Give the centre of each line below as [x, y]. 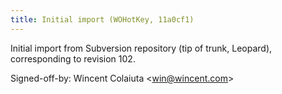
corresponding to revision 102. [73, 58]
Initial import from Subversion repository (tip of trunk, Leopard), [141, 48]
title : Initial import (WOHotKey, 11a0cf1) [102, 19]
